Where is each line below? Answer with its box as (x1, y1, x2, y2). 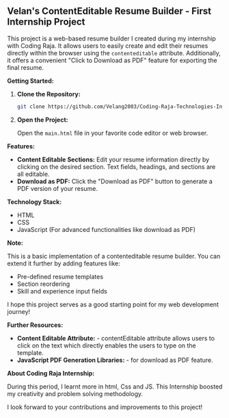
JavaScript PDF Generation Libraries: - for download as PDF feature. (16, 356, 213, 364)
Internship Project (7, 16, 85, 28)
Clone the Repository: (16, 90, 81, 98)
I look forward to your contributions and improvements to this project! (7, 403, 203, 411)
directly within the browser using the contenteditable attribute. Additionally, (7, 49, 221, 57)
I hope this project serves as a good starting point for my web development (7, 300, 219, 309)
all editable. (16, 170, 50, 178)
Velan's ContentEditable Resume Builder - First (7, 5, 212, 17)
